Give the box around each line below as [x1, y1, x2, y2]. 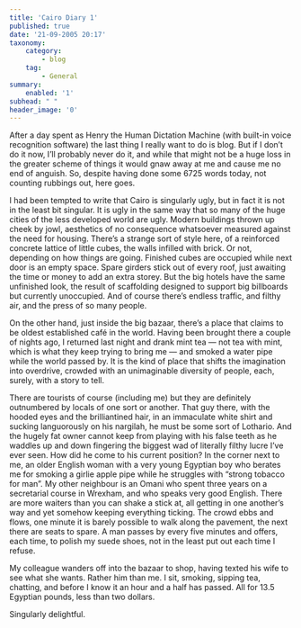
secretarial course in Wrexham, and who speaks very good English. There [9, 488, 283, 499]
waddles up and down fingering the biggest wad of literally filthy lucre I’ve [9, 440, 284, 451]
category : [25, 47, 63, 56]
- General [41, 72, 78, 81]
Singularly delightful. [9, 609, 86, 620]
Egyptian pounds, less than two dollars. [9, 591, 155, 603]
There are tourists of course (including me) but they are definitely [9, 392, 252, 403]
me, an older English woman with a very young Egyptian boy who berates [9, 460, 281, 471]
